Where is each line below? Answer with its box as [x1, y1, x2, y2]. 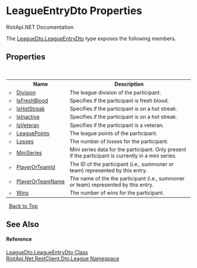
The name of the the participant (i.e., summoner [69, 175, 185, 182]
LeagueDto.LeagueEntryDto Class [6, 249, 89, 256]
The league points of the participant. [69, 129, 158, 136]
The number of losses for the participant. [69, 138, 169, 145]
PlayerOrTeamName [16, 178, 65, 185]
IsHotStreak [16, 105, 45, 112]
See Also [6, 219, 39, 229]
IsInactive [16, 113, 40, 120]
